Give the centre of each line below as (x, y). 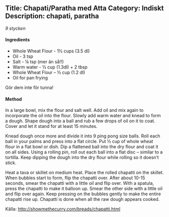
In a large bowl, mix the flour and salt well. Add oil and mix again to (74, 110)
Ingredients (18, 40)
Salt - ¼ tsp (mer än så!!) (38, 62)
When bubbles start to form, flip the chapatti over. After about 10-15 (75, 178)
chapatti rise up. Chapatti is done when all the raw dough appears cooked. (82, 199)
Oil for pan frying (30, 78)
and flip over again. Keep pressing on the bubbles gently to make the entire (83, 194)
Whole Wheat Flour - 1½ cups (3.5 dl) (51, 51)
